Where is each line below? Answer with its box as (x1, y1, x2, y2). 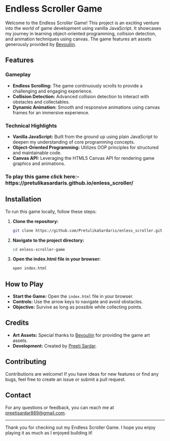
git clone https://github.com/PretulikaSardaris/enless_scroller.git (12, 228, 163, 233)
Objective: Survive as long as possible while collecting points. (12, 304, 143, 310)
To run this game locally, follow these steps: (5, 208, 97, 214)
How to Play (5, 280, 44, 288)
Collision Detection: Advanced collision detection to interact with (12, 93, 149, 99)
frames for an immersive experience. (12, 109, 90, 115)
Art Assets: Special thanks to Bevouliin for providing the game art (12, 332, 150, 338)
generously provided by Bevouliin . (5, 41, 76, 47)
